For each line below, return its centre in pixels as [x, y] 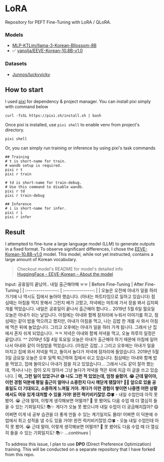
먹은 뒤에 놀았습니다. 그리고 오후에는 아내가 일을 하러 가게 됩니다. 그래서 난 [81, 327]
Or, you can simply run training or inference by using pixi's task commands [80, 148]
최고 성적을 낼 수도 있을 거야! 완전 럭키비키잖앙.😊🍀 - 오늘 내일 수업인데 [86, 421]
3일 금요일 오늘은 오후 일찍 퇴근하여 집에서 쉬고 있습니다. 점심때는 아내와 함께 [79, 358]
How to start [24, 89]
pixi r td [15, 192]
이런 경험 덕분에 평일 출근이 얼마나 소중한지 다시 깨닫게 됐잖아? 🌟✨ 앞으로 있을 [78, 382]
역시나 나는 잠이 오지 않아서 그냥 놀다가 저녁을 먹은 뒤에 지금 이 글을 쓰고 [80, 370]
